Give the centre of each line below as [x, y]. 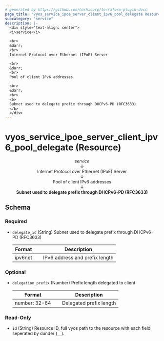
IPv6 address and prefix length [78, 258]
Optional [15, 272]
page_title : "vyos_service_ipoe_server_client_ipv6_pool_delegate [74, 14]
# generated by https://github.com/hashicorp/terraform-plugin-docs [76, 10]
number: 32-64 [33, 303]
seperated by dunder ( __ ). [38, 333]
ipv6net [23, 258]
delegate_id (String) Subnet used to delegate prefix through [72, 232]
